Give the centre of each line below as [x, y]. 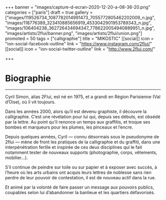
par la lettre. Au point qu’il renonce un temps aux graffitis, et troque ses [78, 122]
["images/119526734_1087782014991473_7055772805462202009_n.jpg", [80, 17]
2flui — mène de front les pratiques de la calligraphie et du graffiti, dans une [83, 142]
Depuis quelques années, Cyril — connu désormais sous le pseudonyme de [82, 136]
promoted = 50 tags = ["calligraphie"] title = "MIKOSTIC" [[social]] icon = [80, 38]
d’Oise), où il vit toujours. [30, 102]
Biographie [28, 79]
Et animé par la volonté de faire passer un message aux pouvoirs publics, [80, 187]
